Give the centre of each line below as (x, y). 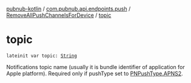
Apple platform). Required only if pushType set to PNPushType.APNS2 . (95, 73)
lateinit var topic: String (42, 56)
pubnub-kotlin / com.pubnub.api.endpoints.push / (69, 9)
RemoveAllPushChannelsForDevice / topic (59, 15)
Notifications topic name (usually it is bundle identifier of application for (95, 67)
